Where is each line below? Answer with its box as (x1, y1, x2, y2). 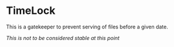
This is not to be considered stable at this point (6, 34, 120, 41)
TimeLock (6, 4, 56, 17)
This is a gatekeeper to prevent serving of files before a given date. (6, 23, 168, 30)
